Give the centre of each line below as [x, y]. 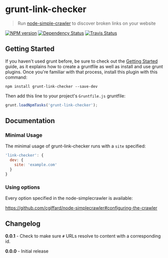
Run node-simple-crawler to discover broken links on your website [87, 23]
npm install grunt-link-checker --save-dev [52, 86]
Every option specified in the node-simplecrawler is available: [69, 198]
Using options [23, 187]
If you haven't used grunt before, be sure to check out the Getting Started [81, 61]
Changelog [23, 224]
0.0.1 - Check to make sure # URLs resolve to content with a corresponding [83, 236]
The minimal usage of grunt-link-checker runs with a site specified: [75, 146]
